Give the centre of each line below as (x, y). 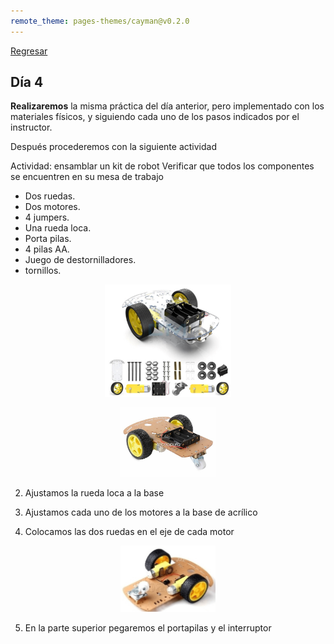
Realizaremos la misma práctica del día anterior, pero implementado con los (167, 106)
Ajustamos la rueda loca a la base (94, 492)
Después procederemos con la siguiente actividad (113, 147)
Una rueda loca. (58, 228)
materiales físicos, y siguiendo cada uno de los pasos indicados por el (155, 117)
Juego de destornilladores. (80, 260)
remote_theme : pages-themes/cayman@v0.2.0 (100, 21)
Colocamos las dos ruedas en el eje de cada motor (129, 531)
